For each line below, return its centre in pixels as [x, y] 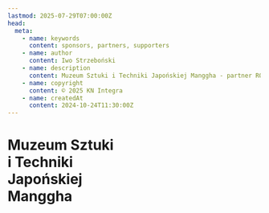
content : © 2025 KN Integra [76, 90]
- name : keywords [51, 38]
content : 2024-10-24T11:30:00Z [81, 105]
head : [16, 23]
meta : [24, 31]
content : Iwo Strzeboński [72, 61]
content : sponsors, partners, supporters [99, 46]
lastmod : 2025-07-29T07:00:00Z [60, 16]
